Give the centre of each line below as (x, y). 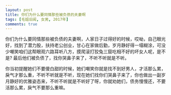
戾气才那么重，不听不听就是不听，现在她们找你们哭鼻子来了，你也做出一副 (83, 75)
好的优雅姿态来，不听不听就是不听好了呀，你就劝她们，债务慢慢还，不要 (90, 81)
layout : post (19, 10)
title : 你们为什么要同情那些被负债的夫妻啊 (46, 15)
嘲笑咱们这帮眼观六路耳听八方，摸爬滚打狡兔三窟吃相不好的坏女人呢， (83, 52)
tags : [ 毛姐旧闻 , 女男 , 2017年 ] (37, 19)
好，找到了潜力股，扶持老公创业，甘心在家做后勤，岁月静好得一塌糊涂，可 (83, 45)
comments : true (21, 24)
